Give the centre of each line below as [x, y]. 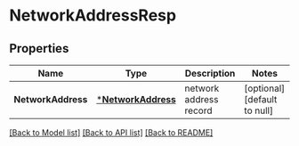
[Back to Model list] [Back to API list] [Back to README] [111, 133]
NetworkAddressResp [93, 16]
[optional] [265, 88]
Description [210, 73]
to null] [259, 110]
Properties [39, 49]
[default [261, 99]
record [198, 110]
